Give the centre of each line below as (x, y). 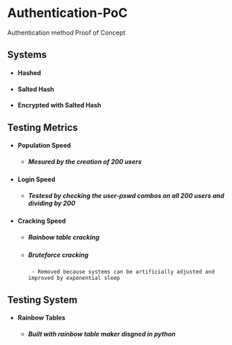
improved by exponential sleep (74, 278)
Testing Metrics (43, 128)
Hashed (29, 73)
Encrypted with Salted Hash (59, 105)
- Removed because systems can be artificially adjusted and (123, 272)
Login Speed (36, 180)
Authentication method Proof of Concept (66, 33)
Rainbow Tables (41, 318)
